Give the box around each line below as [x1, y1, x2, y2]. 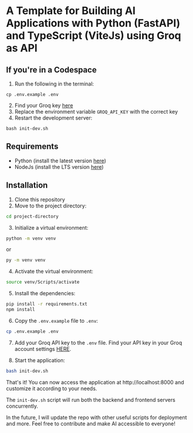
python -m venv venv [6, 236, 57, 241]
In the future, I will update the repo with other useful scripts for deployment [6, 414, 187, 421]
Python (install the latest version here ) [14, 157, 106, 164]
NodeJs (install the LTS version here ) [14, 163, 104, 171]
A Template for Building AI [6, 4, 136, 18]
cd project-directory [6, 213, 59, 219]
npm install [6, 306, 35, 312]
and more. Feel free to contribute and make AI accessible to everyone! [6, 420, 175, 427]
